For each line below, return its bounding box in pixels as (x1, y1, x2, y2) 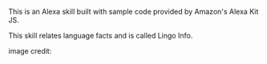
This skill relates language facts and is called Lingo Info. (8, 31, 193, 40)
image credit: (8, 46, 52, 55)
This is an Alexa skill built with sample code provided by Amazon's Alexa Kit (8, 7, 259, 16)
